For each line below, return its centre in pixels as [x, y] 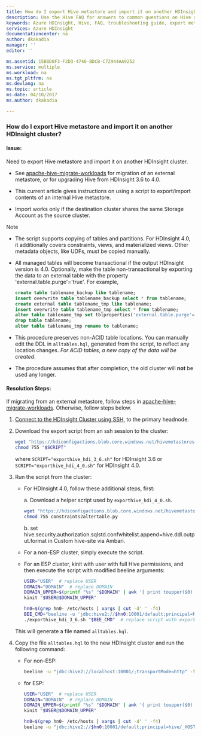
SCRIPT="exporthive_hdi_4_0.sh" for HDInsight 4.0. [77, 465]
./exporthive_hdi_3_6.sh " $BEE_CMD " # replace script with [100, 619]
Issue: [14, 148]
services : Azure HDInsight [40, 28]
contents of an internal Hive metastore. [63, 197]
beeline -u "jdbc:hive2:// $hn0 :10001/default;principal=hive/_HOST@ [111, 727]
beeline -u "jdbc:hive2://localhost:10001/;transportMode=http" [106, 671]
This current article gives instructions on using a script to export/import [103, 191]
